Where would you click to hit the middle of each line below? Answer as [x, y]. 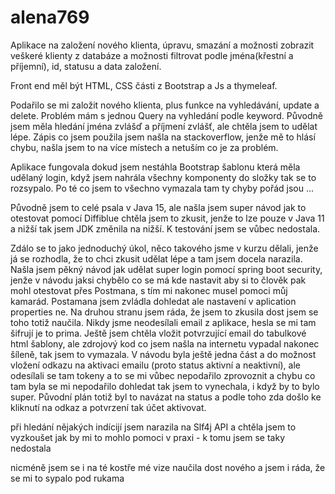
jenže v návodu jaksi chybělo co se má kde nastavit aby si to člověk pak [158, 280]
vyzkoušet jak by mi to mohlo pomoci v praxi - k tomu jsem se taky [148, 437]
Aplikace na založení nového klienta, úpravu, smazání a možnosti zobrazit [162, 45]
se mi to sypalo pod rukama [67, 478]
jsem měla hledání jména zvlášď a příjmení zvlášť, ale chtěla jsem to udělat [164, 126]
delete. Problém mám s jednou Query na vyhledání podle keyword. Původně [166, 115]
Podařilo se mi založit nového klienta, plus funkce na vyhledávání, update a [165, 105]
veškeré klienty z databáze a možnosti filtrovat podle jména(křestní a [152, 55]
